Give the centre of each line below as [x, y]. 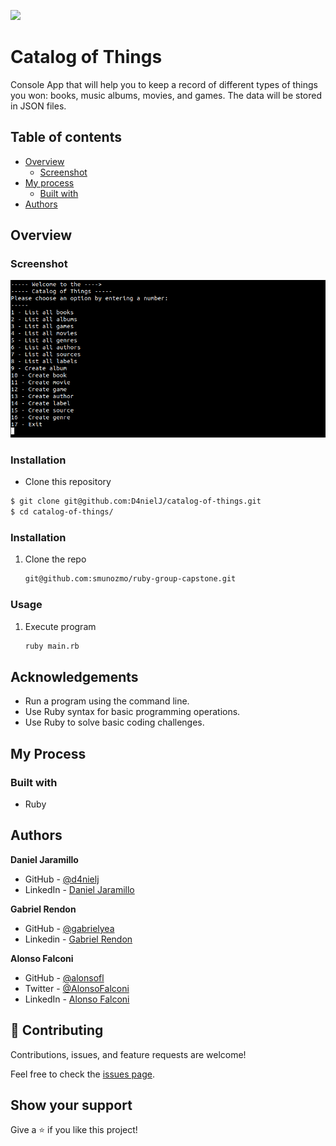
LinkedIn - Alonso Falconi [77, 999]
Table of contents [66, 137]
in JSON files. [38, 106]
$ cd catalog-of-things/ [62, 512]
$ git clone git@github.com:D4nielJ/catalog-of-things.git [136, 501]
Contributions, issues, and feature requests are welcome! [128, 1054]
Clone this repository [68, 482]
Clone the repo [55, 559]
